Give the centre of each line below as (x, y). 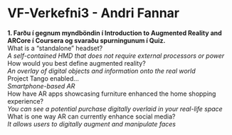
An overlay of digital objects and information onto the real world (101, 71)
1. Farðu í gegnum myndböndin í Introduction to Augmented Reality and (115, 33)
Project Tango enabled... (43, 78)
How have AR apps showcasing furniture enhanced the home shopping (112, 94)
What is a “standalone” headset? (55, 48)
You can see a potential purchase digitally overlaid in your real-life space (115, 109)
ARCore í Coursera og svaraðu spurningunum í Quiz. (86, 40)
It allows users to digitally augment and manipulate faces (92, 124)
